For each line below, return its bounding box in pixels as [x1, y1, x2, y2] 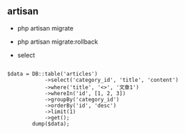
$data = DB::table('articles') [7, 70, 98, 77]
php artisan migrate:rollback [17, 37, 99, 46]
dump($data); [32, 120, 70, 127]
